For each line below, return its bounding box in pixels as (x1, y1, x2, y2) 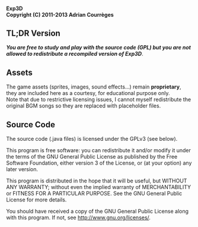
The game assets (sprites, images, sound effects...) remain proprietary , (6, 83, 181, 90)
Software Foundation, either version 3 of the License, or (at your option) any (6, 159, 192, 166)
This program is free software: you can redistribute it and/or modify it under (6, 147, 191, 154)
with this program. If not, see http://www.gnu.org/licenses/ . (6, 214, 151, 221)
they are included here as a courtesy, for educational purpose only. (6, 90, 170, 97)
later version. (6, 166, 39, 173)
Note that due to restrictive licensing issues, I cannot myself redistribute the (6, 96, 191, 103)
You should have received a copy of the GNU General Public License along (6, 208, 189, 215)
